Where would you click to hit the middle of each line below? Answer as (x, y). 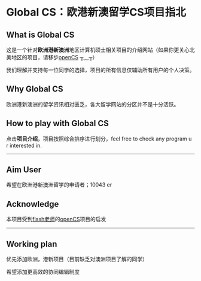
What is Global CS (40, 34)
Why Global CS (35, 89)
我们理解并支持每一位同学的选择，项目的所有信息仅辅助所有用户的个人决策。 (100, 70)
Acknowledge (33, 204)
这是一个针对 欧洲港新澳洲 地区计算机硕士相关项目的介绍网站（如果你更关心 (98, 50)
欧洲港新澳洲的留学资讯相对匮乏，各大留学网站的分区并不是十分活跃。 (93, 104)
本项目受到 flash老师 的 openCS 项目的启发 (56, 219)
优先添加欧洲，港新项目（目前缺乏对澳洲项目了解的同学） (77, 259)
